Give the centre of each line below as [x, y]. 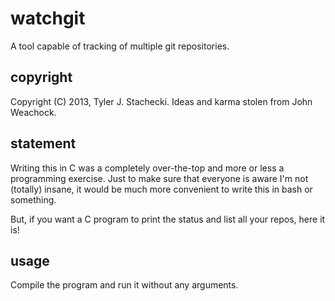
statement [43, 143]
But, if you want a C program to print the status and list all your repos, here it [168, 219]
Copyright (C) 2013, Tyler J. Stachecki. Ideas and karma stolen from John [161, 101]
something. [33, 199]
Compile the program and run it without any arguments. [124, 285]
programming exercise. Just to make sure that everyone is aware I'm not [159, 178]
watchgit [48, 18]
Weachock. [33, 112]
